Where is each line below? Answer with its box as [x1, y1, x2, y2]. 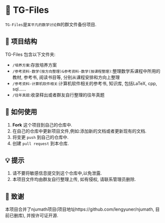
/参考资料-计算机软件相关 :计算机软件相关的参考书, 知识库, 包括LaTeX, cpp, [12, 80, 158, 86]
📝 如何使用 [5, 108, 37, 116]
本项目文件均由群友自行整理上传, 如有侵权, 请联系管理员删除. [12, 177, 136, 182]
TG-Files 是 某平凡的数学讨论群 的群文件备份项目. [5, 21, 97, 27]
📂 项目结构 [5, 37, 37, 46]
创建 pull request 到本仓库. [12, 140, 69, 146]
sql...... [12, 86, 26, 92]
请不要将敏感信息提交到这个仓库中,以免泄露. [12, 170, 102, 176]
